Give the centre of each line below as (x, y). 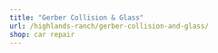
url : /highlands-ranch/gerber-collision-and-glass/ (109, 26)
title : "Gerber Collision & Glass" (77, 18)
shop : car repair (42, 34)
